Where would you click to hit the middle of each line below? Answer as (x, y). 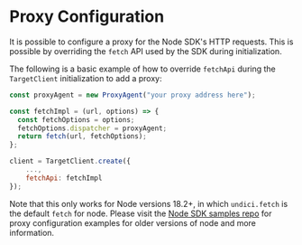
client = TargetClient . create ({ (70, 161)
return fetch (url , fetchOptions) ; (82, 137)
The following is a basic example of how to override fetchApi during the (143, 69)
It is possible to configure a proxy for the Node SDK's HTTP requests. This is (151, 42)
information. (32, 232)
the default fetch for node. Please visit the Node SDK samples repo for (141, 213)
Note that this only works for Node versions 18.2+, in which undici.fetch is (149, 203)
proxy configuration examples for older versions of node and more (133, 222)
